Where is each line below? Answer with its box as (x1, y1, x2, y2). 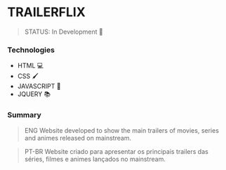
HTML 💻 (17, 61, 44, 70)
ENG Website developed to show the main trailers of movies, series (24, 126, 220, 134)
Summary (7, 110, 42, 120)
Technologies (7, 45, 55, 55)
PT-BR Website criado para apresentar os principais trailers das (24, 147, 208, 155)
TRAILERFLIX (7, 4, 86, 20)
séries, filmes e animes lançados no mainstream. (24, 155, 166, 163)
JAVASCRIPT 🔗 (17, 82, 61, 91)
